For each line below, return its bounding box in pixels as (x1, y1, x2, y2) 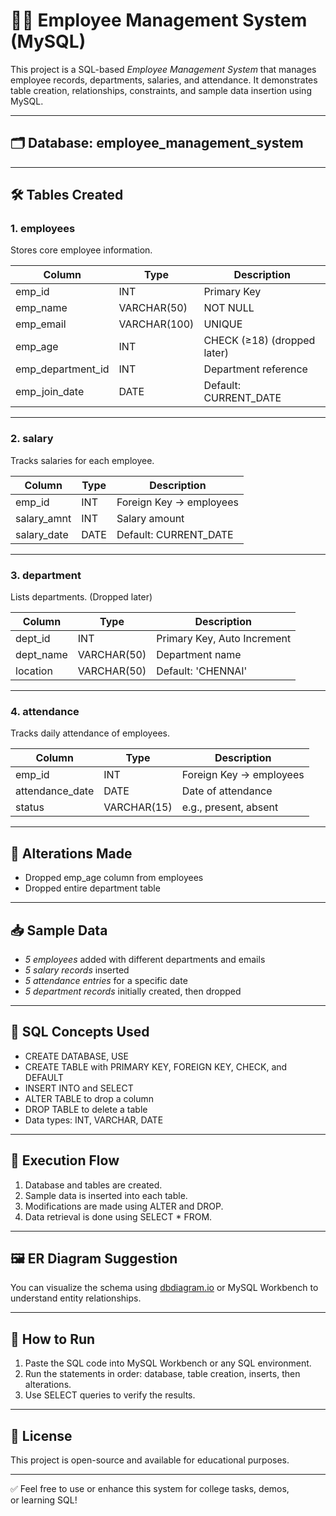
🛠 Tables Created (10, 187, 124, 204)
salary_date (15, 527, 69, 541)
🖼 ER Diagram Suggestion (10, 1250, 178, 1267)
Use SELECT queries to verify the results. (24, 1389, 196, 1401)
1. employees (10, 222, 76, 236)
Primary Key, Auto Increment (156, 632, 292, 646)
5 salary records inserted (24, 964, 130, 976)
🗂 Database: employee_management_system (10, 135, 304, 152)
